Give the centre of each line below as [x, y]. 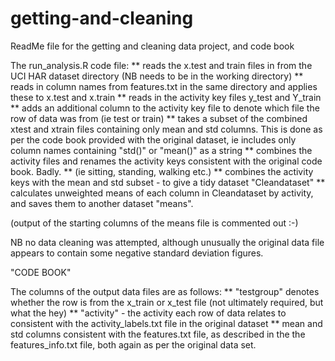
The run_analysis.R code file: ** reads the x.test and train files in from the [161, 65]
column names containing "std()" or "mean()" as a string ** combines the [161, 150]
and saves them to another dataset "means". [102, 203]
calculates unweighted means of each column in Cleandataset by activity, [162, 193]
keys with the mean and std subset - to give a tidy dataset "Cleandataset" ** [168, 182]
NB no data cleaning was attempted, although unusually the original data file [167, 242]
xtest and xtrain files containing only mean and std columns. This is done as [166, 129]
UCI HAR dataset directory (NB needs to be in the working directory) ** [157, 76]
